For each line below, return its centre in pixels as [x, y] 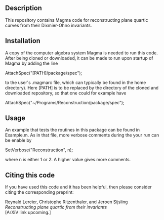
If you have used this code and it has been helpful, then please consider [79, 187]
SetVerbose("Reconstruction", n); [39, 150]
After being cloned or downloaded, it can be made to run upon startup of [79, 58]
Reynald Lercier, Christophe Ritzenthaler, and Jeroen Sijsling [67, 202]
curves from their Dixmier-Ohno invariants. [49, 25]
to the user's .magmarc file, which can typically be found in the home [76, 82]
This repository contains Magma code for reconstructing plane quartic [77, 20]
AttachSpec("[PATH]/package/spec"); [44, 73]
